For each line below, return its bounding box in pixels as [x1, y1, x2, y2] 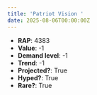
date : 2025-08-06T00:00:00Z [7, 17, 91, 24]
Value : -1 [17, 44, 45, 52]
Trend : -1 [17, 58, 45, 67]
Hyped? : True [17, 73, 59, 82]
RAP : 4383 [17, 36, 50, 44]
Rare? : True [17, 81, 52, 89]
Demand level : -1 [17, 51, 69, 60]
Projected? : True [17, 66, 68, 75]
